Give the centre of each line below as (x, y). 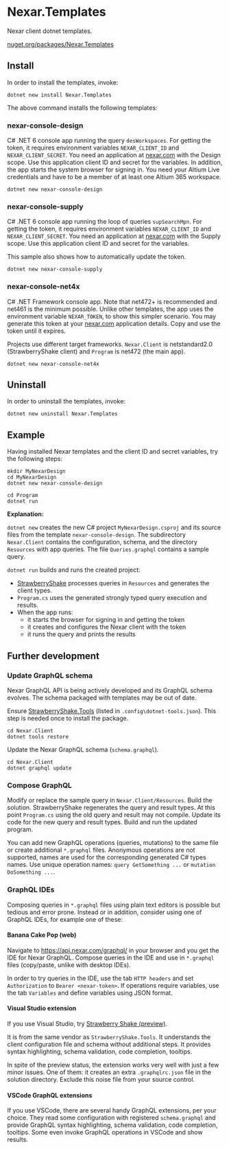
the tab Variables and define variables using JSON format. (90, 993)
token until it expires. (37, 331)
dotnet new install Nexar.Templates (59, 95)
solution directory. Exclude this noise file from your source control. (101, 1079)
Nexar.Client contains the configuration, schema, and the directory (102, 542)
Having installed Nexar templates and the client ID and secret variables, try (112, 452)
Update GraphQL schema (50, 675)
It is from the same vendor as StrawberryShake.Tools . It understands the (109, 1036)
